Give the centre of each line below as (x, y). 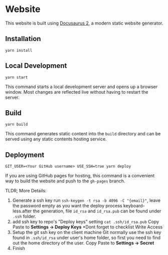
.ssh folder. (24, 216)
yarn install (19, 50)
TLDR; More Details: (26, 191)
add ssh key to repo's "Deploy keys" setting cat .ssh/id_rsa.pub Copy (86, 222)
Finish (19, 248)
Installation (23, 39)
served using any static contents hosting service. (56, 139)
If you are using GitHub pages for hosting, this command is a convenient (80, 176)
